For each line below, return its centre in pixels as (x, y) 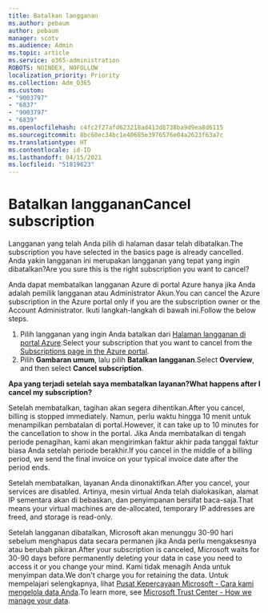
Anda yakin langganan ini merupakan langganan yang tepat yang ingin (124, 260)
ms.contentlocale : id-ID (50, 150)
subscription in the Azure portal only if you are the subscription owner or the (134, 302)
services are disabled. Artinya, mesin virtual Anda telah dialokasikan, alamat (133, 492)
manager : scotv (34, 38)
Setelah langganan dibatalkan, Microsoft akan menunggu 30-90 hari (121, 533)
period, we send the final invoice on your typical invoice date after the (123, 459)
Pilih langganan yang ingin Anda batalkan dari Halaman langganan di (133, 334)
